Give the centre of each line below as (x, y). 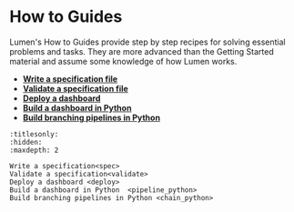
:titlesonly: (34, 134)
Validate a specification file (76, 88)
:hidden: (26, 142)
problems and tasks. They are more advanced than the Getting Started (142, 51)
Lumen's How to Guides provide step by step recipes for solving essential (148, 42)
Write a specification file (70, 78)
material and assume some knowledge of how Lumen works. (123, 61)
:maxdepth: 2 (34, 150)
